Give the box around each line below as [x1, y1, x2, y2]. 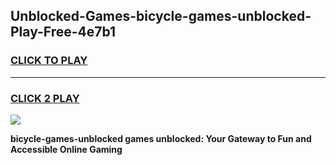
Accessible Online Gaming [10, 143, 123, 155]
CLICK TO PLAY [10, 54, 88, 68]
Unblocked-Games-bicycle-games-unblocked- [10, 8, 312, 25]
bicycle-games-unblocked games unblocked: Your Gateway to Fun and [10, 132, 312, 144]
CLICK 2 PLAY [10, 91, 80, 105]
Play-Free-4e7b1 [10, 24, 117, 41]
